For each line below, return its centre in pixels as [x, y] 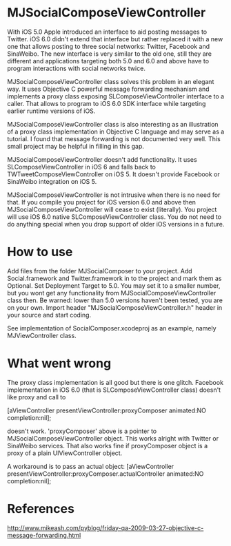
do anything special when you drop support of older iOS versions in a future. [116, 224]
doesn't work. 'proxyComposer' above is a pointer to [82, 431]
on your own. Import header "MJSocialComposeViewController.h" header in [115, 307]
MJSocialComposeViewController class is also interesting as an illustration [113, 124]
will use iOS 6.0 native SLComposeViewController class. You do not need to [114, 217]
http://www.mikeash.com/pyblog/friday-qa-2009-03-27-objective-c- [106, 527]
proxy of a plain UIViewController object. [65, 453]
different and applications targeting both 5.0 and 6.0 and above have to [108, 61]
